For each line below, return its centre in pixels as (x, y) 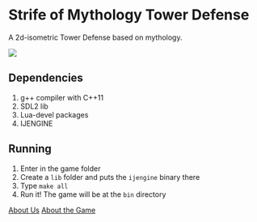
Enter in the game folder (60, 169)
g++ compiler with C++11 (62, 97)
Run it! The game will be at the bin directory (93, 194)
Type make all (44, 186)
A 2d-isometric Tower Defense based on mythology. (95, 37)
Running (30, 149)
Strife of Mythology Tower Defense (129, 15)
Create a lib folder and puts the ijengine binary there (110, 177)
